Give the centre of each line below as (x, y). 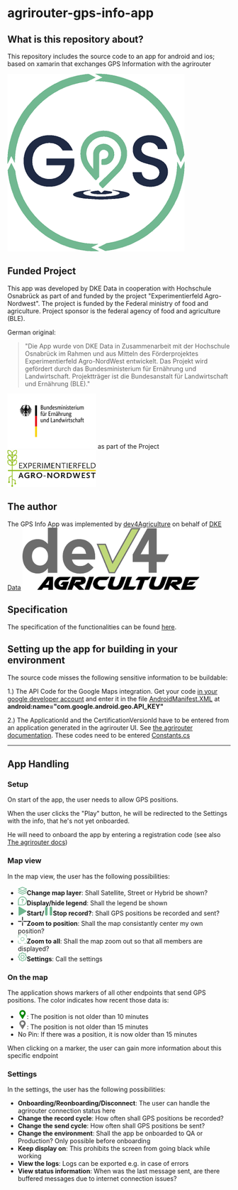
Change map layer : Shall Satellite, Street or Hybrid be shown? (117, 892)
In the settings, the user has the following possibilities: (86, 1090)
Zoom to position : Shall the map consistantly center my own (115, 923)
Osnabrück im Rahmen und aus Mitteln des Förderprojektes (112, 354)
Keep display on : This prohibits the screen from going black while (114, 1149)
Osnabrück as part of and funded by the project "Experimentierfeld (105, 295)
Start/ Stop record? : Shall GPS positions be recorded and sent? (123, 913)
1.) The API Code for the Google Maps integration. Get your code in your (113, 691)
